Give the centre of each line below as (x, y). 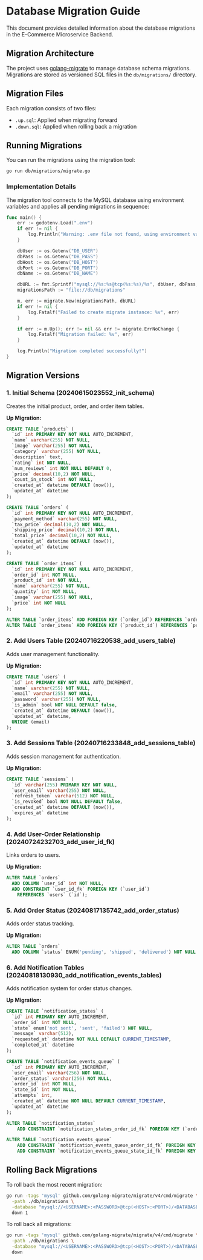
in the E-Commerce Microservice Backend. (60, 34)
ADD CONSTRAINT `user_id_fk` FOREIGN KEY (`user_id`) (81, 889)
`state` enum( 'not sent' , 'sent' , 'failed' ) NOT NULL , (82, 1028)
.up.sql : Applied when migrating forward (66, 120)
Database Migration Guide (73, 11)
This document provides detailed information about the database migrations (101, 28)
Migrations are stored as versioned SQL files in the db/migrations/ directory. (101, 75)
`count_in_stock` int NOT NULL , (53, 480)
